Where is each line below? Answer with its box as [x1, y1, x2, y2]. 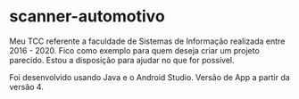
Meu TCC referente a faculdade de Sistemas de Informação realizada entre [9, 36, 286, 46]
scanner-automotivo [9, 6, 165, 27]
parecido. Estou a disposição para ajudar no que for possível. [9, 54, 235, 65]
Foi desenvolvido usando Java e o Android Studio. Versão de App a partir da [9, 71, 290, 82]
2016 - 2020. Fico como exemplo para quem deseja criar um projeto [9, 45, 261, 55]
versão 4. [9, 81, 45, 92]
